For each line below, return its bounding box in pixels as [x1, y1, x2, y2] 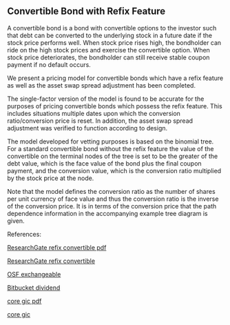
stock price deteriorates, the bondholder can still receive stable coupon [7, 53, 210, 61]
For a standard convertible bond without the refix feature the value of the [7, 144, 214, 152]
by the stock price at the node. [7, 174, 94, 182]
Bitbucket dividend [7, 283, 61, 292]
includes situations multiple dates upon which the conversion [7, 109, 181, 117]
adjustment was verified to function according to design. [7, 124, 168, 132]
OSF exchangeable [7, 270, 61, 278]
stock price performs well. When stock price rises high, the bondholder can [7, 38, 222, 47]
